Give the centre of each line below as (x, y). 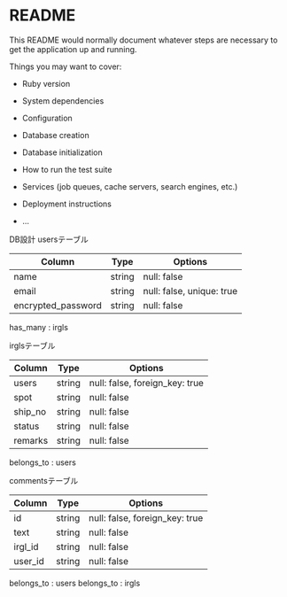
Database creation (56, 135)
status (27, 426)
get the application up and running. (73, 49)
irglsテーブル (32, 345)
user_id (29, 561)
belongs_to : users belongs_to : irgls (75, 583)
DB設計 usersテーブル (49, 239)
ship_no (30, 411)
